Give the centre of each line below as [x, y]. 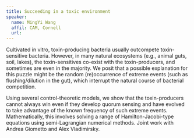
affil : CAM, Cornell [36, 28]
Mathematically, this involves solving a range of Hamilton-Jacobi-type [90, 116]
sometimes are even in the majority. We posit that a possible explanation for [97, 68]
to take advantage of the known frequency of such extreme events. [87, 111]
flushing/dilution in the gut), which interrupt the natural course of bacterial [95, 81]
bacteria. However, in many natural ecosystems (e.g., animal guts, [108, 56]
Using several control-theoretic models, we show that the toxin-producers [95, 98]
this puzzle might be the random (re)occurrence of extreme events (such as [97, 75]
